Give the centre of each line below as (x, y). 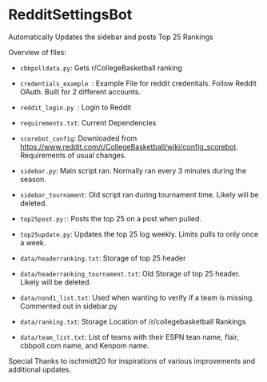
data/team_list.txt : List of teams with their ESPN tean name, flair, (130, 336)
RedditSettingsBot (70, 15)
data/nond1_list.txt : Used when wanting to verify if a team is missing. (137, 297)
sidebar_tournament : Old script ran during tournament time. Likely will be (139, 194)
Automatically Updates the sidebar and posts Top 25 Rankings (111, 37)
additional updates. (40, 369)
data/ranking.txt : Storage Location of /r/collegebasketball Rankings (133, 321)
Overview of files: (37, 52)
